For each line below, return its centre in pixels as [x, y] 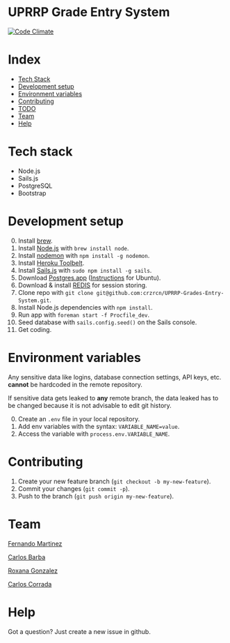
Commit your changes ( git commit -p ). [74, 488]
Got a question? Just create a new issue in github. [80, 631]
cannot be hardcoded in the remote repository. [75, 384]
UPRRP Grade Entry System [89, 12]
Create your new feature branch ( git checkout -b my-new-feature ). [114, 481]
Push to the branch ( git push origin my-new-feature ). [96, 496]
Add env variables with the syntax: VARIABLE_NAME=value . [99, 426]
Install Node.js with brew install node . [73, 248]
